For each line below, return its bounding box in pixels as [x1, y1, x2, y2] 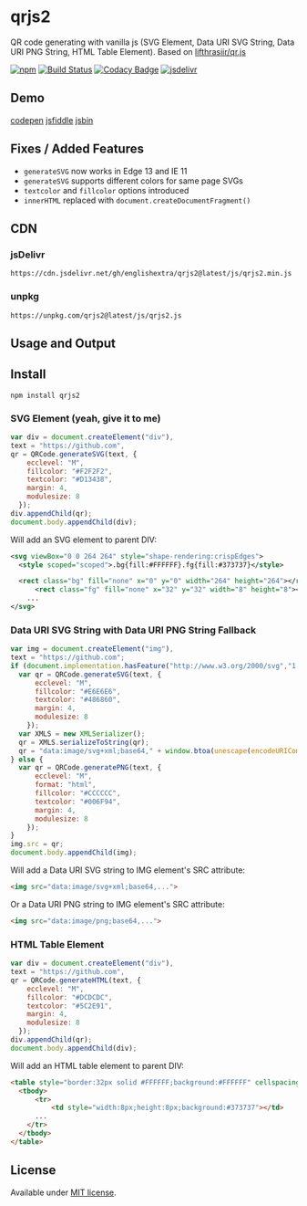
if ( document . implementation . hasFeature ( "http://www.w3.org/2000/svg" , [10, 661, 288, 670]
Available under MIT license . [10, 1187, 117, 1198]
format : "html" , [34, 781, 97, 790]
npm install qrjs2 [10, 391, 80, 400]
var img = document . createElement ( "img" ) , [10, 645, 174, 654]
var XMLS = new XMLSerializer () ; [18, 729, 146, 739]
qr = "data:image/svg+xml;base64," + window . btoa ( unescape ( [18, 746, 251, 755]
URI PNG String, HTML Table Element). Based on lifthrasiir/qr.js [10, 46, 247, 57]
